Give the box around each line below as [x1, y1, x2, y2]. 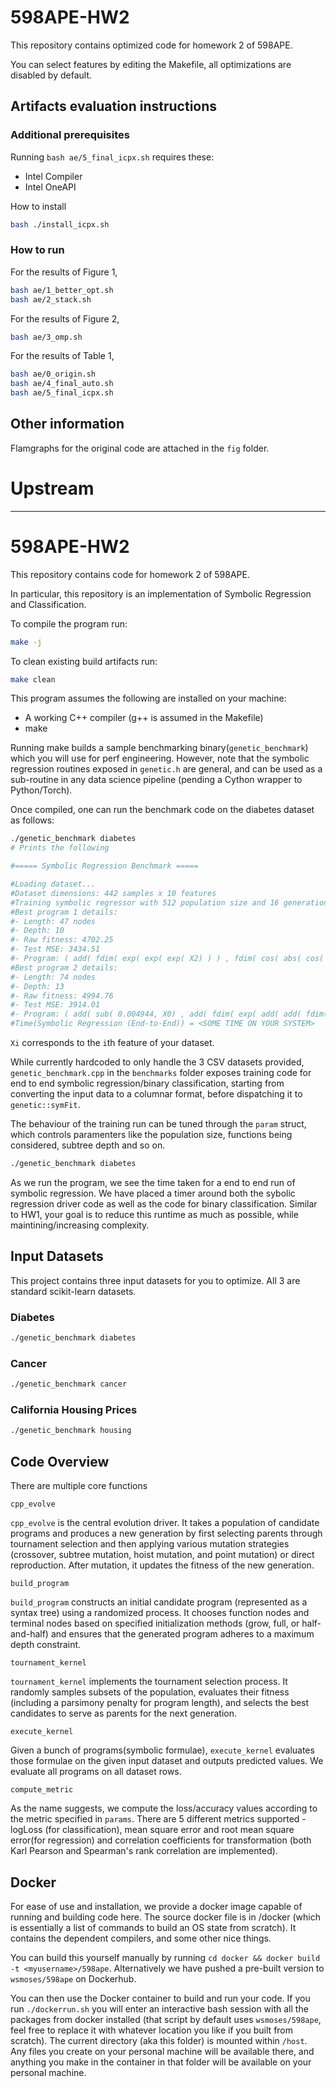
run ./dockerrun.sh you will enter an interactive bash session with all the [10, 2002, 309, 2015]
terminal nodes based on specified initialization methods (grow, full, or [10, 1617, 300, 1630]
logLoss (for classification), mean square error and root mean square [10, 1824, 295, 1836]
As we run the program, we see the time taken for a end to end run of [10, 1176, 296, 1188]
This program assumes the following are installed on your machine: [10, 692, 287, 705]
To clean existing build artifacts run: [10, 655, 158, 667]
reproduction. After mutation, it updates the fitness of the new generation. [10, 1559, 315, 1571]
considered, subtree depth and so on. [10, 1139, 166, 1151]
